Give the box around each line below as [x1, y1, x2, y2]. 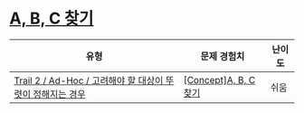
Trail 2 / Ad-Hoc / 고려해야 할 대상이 [14, 74, 164, 87]
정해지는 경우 [33, 88, 86, 100]
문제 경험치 [200, 50, 245, 62]
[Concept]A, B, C [183, 73, 256, 86]
